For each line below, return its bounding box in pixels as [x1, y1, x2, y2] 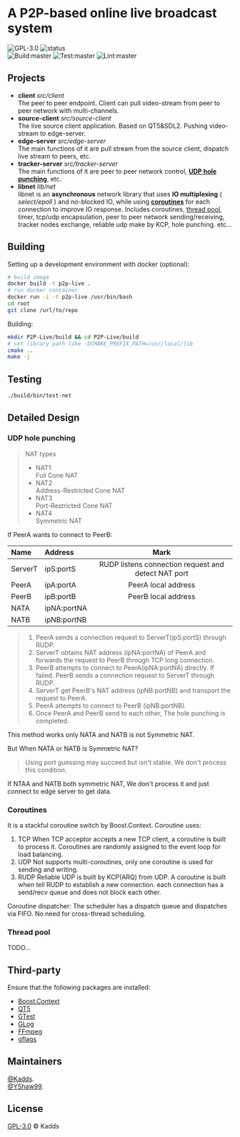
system [7, 20, 53, 36]
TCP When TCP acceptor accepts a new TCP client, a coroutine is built [17, 834, 226, 843]
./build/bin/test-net [7, 392, 72, 399]
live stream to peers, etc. [17, 151, 91, 160]
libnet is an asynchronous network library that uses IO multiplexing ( [17, 189, 223, 198]
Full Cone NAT [35, 471, 79, 479]
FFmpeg [17, 1027, 43, 1036]
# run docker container [7, 287, 79, 294]
